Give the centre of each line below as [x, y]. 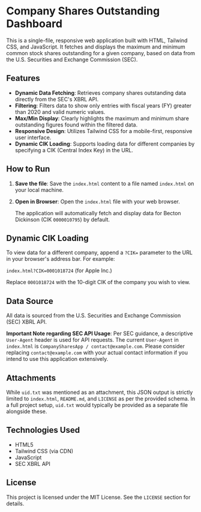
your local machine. [39, 189]
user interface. [33, 137]
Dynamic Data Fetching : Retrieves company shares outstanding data [100, 93]
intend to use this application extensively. [57, 359]
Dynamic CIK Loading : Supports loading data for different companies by [105, 144]
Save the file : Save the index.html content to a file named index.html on [104, 183]
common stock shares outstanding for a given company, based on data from [101, 53]
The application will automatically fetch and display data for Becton [98, 213]
